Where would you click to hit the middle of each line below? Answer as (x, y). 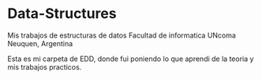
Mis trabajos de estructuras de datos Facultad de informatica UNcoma (122, 35)
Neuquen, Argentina (40, 43)
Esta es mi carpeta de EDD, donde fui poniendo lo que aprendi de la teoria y (131, 59)
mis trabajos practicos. (45, 66)
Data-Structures (62, 14)
